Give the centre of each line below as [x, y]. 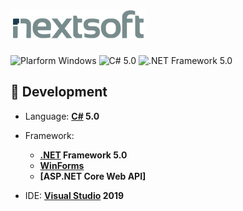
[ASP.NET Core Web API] [93, 176]
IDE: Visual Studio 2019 [74, 195]
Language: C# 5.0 [62, 116]
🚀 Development [59, 92]
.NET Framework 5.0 [83, 155]
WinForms [62, 165]
